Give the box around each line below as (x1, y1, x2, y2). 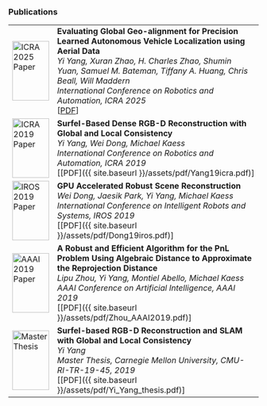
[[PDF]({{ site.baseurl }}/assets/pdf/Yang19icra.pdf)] (56, 167, 255, 178)
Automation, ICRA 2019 (56, 158, 147, 169)
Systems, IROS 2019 (56, 210, 135, 221)
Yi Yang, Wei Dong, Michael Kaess (56, 138, 185, 149)
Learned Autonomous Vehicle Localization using (56, 36, 246, 47)
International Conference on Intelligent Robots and (56, 201, 246, 212)
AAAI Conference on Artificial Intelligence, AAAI (56, 282, 236, 293)
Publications (8, 6, 58, 17)
